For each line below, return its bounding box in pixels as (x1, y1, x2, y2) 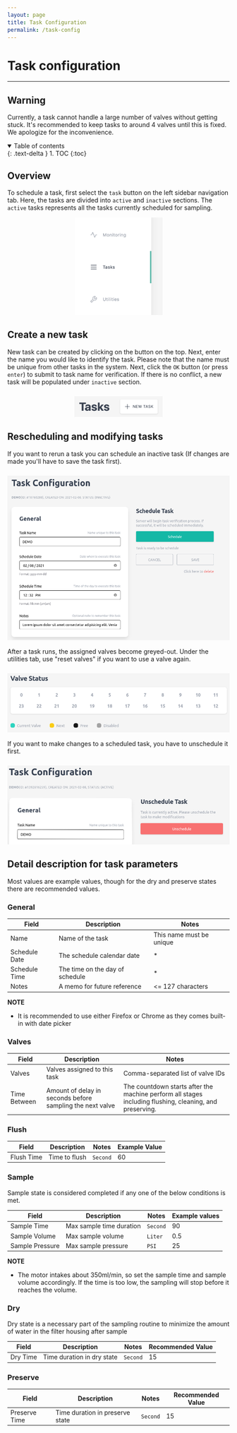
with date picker (24, 1019, 72, 1027)
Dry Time (10, 1353, 37, 1362)
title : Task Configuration (7, 18, 87, 26)
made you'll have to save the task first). (7, 457, 122, 465)
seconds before (46, 1093, 92, 1102)
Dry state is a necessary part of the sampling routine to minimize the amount (7, 1319, 230, 1328)
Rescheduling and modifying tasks (7, 431, 164, 443)
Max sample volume (66, 1232, 124, 1240)
